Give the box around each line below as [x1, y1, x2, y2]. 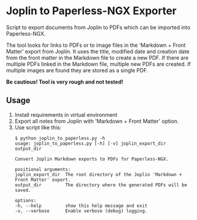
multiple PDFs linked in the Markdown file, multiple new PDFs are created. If [6, 60, 191, 68]
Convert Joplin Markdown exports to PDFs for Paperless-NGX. [14, 156, 169, 162]
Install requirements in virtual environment [14, 111, 118, 118]
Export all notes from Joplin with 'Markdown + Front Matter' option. [14, 117, 179, 125]
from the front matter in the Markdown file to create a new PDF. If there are [6, 54, 189, 61]
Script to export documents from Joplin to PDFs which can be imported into [6, 24, 190, 31]
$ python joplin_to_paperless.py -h [14, 135, 105, 141]
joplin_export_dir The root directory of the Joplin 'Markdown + [14, 171, 182, 177]
